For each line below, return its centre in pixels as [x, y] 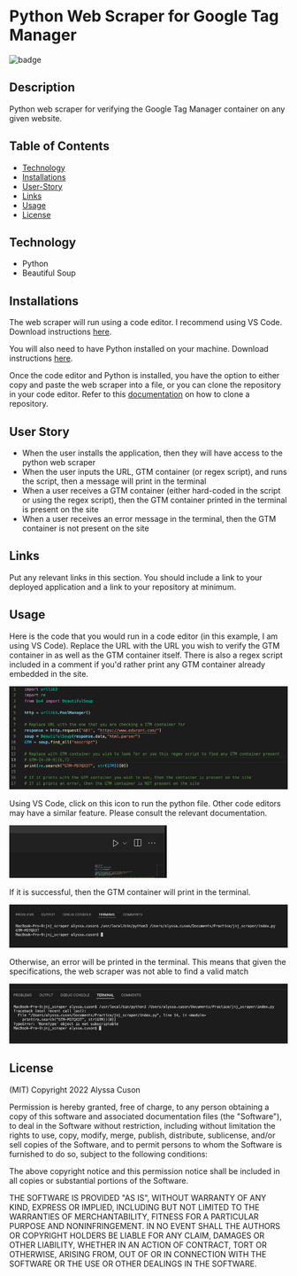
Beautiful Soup [49, 273]
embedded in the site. [49, 673]
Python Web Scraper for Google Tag [144, 16]
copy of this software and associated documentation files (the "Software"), [146, 1116]
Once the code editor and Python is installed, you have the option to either [145, 376]
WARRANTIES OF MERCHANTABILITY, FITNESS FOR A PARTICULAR [134, 1217]
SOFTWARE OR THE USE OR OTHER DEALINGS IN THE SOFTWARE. [133, 1264]
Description [42, 87]
